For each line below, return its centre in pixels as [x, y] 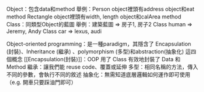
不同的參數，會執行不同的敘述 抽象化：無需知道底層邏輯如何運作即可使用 [98, 75]
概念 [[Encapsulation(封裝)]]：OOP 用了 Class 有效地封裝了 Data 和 [96, 59]
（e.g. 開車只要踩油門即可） [41, 82]
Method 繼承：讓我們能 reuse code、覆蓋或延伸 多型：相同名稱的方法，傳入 [102, 67]
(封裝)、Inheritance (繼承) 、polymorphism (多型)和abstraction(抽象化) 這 [99, 52]
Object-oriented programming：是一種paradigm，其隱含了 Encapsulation [99, 44]
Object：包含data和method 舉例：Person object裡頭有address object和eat [100, 9]
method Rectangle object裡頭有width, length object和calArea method [94, 17]
